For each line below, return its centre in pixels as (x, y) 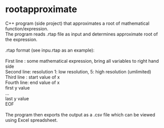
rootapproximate (41, 9)
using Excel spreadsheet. (32, 120)
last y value (17, 98)
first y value (18, 88)
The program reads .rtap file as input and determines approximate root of (81, 34)
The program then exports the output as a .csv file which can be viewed (80, 114)
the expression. (22, 39)
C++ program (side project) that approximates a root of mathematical (77, 23)
